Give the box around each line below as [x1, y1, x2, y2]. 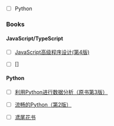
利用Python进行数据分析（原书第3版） [14, 88, 108, 95]
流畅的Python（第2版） [14, 101, 72, 108]
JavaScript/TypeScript [6, 35, 63, 42]
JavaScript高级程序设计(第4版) [14, 49, 90, 56]
